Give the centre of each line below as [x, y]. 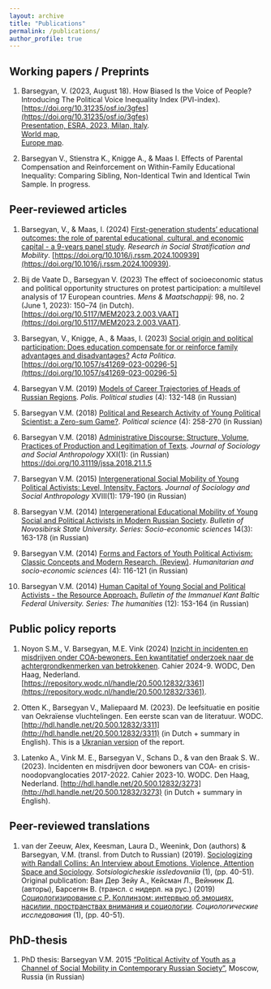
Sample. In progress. [56, 184]
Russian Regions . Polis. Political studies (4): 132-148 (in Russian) [129, 397]
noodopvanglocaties [55, 775]
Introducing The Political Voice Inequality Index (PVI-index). [120, 100]
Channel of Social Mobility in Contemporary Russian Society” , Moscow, [140, 968]
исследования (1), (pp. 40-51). [73, 914]
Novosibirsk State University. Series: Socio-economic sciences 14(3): [137, 529]
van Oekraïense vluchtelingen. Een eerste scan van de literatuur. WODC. [142, 716]
